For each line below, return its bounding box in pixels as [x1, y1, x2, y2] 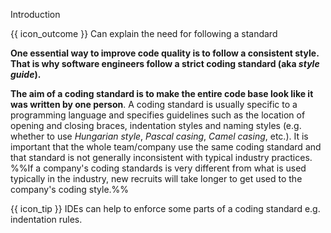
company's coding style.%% [10, 184, 130, 195]
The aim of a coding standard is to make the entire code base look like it [10, 88, 314, 99]
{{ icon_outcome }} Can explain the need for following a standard [10, 28, 278, 39]
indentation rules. [10, 214, 83, 225]
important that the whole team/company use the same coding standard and [10, 141, 322, 153]
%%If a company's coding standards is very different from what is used [10, 162, 307, 174]
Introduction [10, 9, 61, 20]
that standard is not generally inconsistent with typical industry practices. [10, 152, 313, 163]
